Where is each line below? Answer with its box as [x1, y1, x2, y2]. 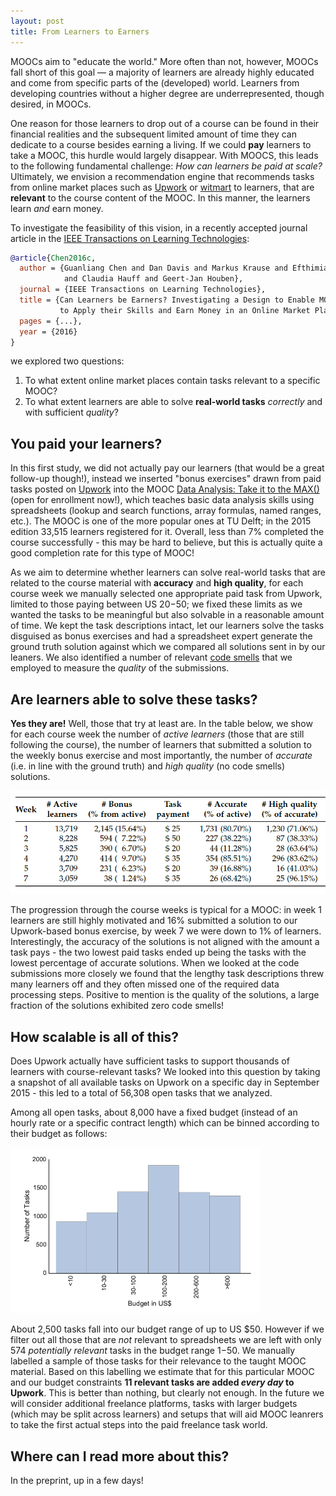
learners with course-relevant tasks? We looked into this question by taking [10, 1065, 321, 1077]
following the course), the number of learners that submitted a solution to [10, 739, 312, 750]
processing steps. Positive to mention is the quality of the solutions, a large [10, 989, 320, 1001]
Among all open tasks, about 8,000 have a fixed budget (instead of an [10, 1106, 298, 1118]
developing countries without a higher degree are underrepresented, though [10, 87, 325, 99]
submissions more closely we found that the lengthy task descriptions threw [10, 968, 325, 980]
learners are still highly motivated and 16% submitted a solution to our [10, 915, 298, 927]
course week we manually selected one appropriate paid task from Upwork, [10, 588, 323, 600]
